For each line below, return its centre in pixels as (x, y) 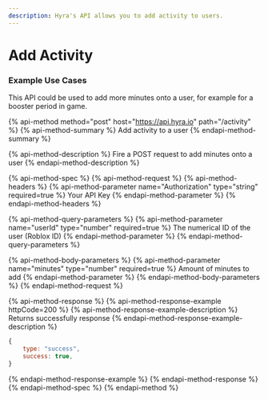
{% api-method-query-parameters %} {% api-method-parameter (116, 219)
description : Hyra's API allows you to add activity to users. (116, 16)
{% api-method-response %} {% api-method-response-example (115, 302)
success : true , (48, 356)
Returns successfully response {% (65, 318)
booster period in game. (48, 106)
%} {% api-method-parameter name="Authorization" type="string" (148, 187)
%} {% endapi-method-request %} (66, 286)
